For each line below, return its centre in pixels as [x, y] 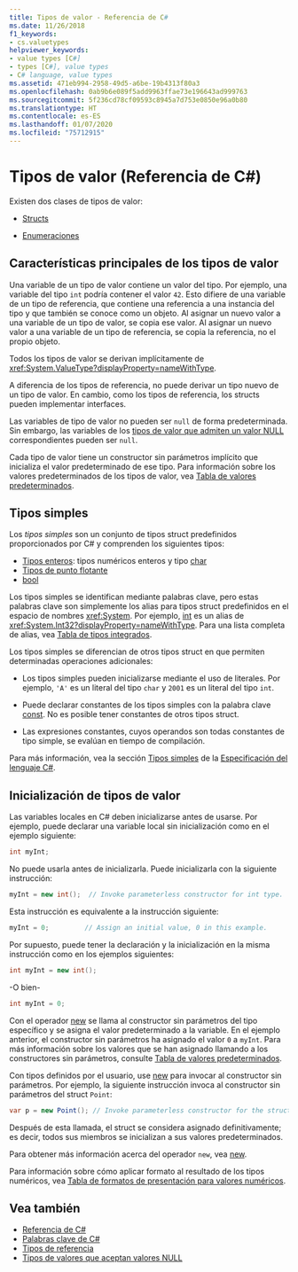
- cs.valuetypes [39, 42]
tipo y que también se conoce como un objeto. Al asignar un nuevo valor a [145, 313]
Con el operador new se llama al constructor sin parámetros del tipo [133, 1020]
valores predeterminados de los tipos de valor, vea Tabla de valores [133, 476]
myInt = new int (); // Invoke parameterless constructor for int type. [146, 895]
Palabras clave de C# [61, 1239]
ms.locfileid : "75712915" [57, 133]
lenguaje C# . [32, 768]
